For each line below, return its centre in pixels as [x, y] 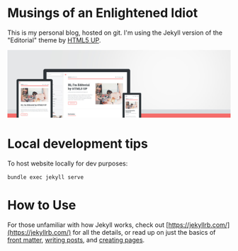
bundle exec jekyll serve [45, 177]
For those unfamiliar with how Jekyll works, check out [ [88, 225]
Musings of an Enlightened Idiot [103, 13]
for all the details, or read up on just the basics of [144, 232]
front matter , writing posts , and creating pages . [76, 240]
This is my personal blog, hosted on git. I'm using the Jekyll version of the [115, 33]
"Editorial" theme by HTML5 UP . [54, 40]
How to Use [42, 205]
